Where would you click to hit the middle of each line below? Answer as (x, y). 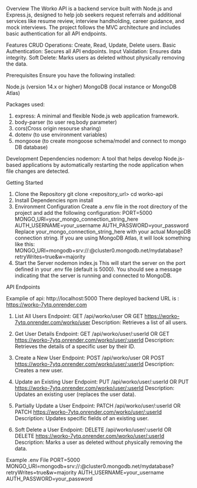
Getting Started (25, 183)
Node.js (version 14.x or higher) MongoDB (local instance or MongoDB (91, 87)
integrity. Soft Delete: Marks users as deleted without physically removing (96, 58)
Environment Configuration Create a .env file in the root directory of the (101, 207)
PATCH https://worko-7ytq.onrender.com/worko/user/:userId (88, 412)
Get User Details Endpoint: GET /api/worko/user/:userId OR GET (92, 334)
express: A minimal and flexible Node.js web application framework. (97, 116)
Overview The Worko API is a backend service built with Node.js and (89, 9)
